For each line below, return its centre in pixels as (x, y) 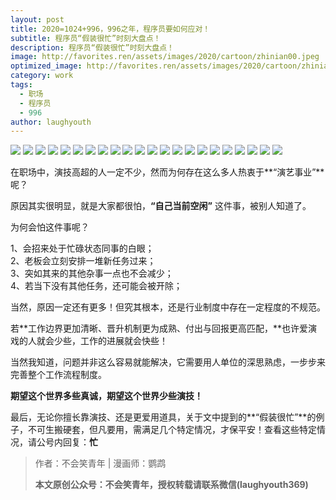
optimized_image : (46, 66)
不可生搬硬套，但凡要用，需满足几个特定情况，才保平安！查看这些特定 (172, 430)
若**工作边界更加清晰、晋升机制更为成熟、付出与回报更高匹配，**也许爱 (159, 328)
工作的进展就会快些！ (123, 341)
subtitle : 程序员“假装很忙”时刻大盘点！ (86, 38)
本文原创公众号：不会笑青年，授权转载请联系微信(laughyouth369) (171, 485)
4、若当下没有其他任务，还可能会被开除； (96, 286)
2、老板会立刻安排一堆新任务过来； (83, 261)
